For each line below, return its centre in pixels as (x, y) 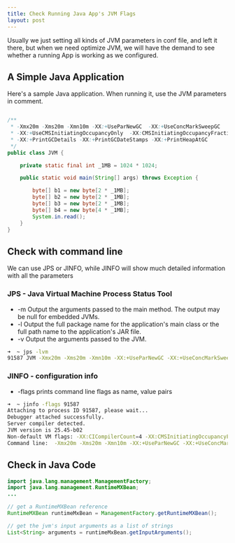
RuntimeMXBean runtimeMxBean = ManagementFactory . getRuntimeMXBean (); (112, 514)
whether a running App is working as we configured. (83, 55)
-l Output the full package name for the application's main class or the (118, 324)
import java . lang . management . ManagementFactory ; (79, 481)
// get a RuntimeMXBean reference (58, 507)
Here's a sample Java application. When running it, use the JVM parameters (117, 94)
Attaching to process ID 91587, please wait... (78, 411)
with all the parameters (40, 276)
